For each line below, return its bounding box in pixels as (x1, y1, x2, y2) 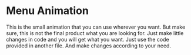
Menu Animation (6, 4, 89, 18)
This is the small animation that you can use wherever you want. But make (6, 23, 186, 30)
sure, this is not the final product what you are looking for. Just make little (6, 29, 184, 36)
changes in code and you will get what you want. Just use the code (6, 36, 169, 43)
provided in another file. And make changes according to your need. (6, 42, 172, 49)
